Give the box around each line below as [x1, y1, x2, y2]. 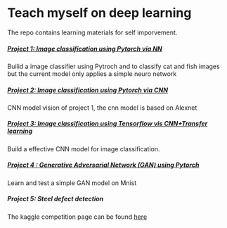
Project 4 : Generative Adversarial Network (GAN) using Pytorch [7, 160, 200, 170]
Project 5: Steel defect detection [7, 195, 104, 203]
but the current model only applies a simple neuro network [7, 69, 177, 78]
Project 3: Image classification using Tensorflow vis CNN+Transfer [7, 120, 208, 128]
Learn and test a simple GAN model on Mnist [7, 178, 137, 187]
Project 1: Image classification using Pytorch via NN [7, 44, 163, 53]
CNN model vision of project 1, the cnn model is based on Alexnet [7, 103, 197, 112]
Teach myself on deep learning [7, 5, 192, 21]
